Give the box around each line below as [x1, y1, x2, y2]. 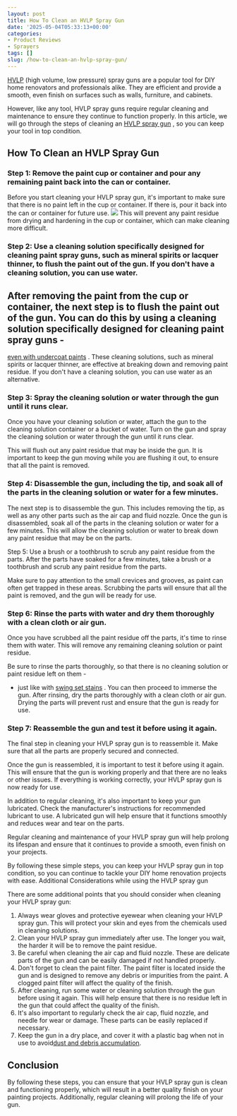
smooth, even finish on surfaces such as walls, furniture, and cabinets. [7, 90, 213, 99]
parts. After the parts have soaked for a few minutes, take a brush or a [7, 554, 212, 563]
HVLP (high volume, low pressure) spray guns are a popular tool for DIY [7, 75, 215, 84]
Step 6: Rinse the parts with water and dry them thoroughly [7, 608, 215, 618]
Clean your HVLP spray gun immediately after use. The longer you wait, [17, 934, 226, 942]
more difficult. [7, 224, 48, 233]
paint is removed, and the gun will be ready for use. [7, 590, 157, 600]
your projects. [7, 848, 48, 856]
